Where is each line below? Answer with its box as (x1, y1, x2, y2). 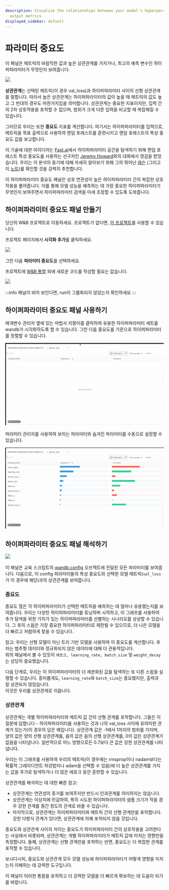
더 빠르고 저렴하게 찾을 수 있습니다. (5, 628, 74, 634)
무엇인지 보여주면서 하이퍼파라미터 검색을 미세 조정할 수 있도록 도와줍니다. (5, 189, 150, 195)
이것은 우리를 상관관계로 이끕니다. (5, 688, 71, 694)
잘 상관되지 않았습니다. (5, 681, 50, 687)
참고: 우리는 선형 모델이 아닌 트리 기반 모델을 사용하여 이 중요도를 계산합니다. (5, 639, 155, 645)
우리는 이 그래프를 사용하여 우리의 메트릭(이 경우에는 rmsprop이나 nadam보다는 (5, 756, 162, 762)
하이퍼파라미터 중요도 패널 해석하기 (5, 540, 108, 548)
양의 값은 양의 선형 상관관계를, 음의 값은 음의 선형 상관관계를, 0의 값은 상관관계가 (5, 733, 163, 739)
